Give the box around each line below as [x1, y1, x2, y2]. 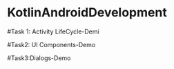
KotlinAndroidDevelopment [7, 5, 167, 20]
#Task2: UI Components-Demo [7, 40, 96, 49]
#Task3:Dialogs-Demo [7, 53, 71, 62]
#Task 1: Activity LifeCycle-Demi [7, 27, 99, 36]
